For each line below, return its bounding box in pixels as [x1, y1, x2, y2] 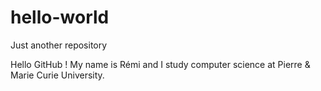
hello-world [10, 6, 110, 29]
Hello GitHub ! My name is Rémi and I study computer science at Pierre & [10, 58, 311, 70]
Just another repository [10, 39, 108, 51]
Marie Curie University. [10, 69, 105, 81]
